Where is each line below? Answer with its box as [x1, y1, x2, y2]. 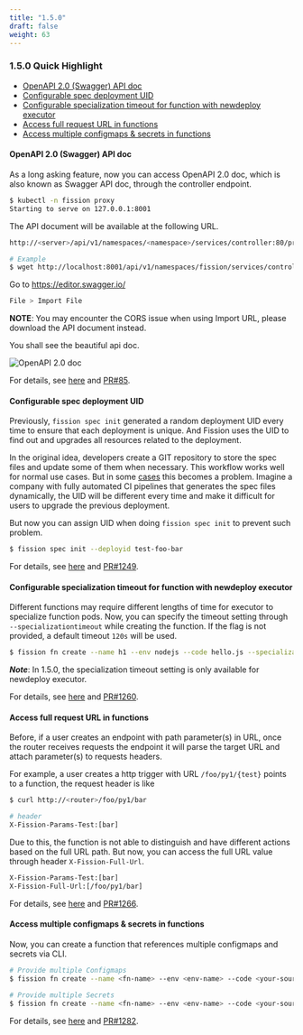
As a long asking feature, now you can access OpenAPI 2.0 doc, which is [9, 169, 281, 180]
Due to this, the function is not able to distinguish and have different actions [9, 836, 290, 848]
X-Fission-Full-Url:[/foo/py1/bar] [9, 882, 143, 891]
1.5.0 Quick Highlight [9, 60, 103, 72]
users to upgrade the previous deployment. [9, 500, 170, 511]
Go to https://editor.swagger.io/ [9, 279, 126, 290]
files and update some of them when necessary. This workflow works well [9, 462, 286, 473]
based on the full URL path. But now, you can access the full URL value [9, 846, 273, 857]
